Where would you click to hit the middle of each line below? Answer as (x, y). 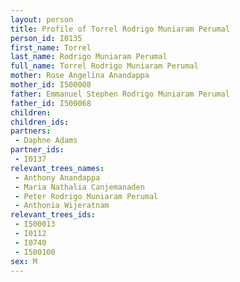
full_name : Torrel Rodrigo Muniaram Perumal (104, 66)
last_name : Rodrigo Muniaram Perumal (89, 57)
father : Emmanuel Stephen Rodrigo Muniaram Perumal (120, 94)
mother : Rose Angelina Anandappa (80, 76)
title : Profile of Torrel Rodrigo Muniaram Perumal (120, 29)
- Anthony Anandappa (57, 177)
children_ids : (40, 122)
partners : (31, 131)
